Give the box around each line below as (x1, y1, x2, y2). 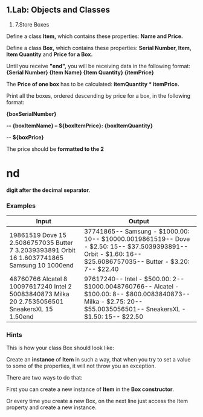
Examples (6, 202, 36, 210)
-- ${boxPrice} (6, 133, 44, 141)
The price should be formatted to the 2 (6, 145, 105, 153)
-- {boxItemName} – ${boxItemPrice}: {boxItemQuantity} (6, 122, 153, 129)
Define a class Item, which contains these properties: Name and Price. (6, 33, 183, 40)
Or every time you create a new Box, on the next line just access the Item (6, 398, 188, 405)
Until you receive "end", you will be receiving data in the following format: (6, 62, 190, 69)
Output (128, 217, 149, 226)
